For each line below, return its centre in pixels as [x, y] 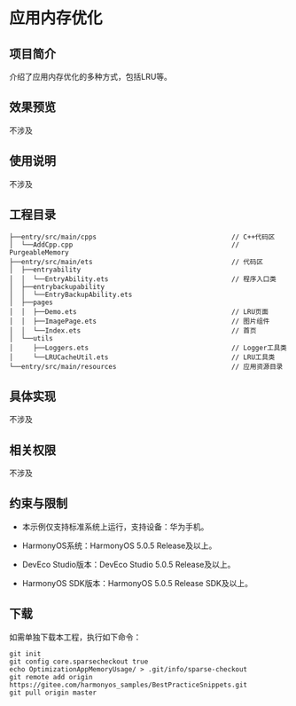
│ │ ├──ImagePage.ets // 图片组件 [140, 322]
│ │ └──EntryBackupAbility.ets [71, 295]
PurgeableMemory [39, 253]
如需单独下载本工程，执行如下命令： [75, 637]
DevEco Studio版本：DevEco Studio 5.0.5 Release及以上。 [129, 564]
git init [25, 654]
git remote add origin [51, 677]
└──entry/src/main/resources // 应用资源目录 [146, 367]
